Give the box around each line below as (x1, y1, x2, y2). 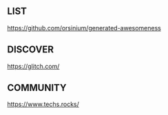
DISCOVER (7, 44, 54, 56)
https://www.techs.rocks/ (7, 100, 79, 109)
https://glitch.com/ (7, 62, 60, 70)
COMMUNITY (7, 82, 67, 94)
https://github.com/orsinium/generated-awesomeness (7, 23, 162, 32)
